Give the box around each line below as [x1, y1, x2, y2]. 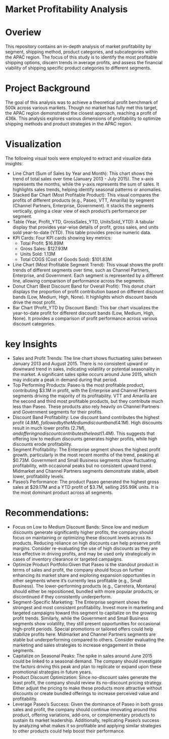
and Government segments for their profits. [12, 408, 103, 415]
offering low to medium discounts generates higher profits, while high [12, 436, 157, 442]
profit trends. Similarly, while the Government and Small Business [12, 615, 149, 621]
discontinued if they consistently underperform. [12, 593, 112, 599]
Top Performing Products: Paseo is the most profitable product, [12, 382, 145, 388]
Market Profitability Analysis [5, 4, 128, 15]
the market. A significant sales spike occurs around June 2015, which [12, 371, 157, 377]
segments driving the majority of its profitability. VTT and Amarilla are [12, 393, 157, 399]
